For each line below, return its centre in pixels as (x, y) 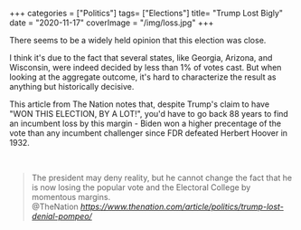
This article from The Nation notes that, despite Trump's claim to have (139, 104)
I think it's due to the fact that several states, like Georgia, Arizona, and (141, 57)
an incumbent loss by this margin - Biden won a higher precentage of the (146, 123)
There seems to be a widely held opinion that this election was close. (138, 40)
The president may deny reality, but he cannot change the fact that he (161, 177)
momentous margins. (71, 197)
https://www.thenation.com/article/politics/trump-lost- (182, 206)
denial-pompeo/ (61, 216)
